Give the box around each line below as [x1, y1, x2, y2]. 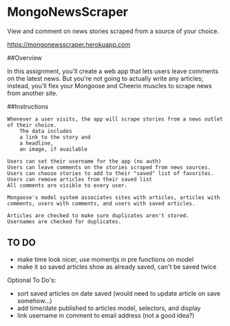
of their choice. [7, 121, 57, 128]
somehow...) [17, 296, 53, 305]
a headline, [19, 139, 54, 147]
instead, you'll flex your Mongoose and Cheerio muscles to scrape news [7, 81, 212, 90]
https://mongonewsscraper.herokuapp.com [7, 40, 131, 48]
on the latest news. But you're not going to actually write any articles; [7, 74, 204, 83]
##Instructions [7, 102, 49, 110]
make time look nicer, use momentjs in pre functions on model [17, 255, 194, 263]
